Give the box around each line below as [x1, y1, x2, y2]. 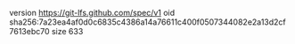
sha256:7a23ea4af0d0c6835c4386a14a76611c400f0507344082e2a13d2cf [9, 17, 287, 27]
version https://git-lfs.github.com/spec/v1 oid [9, 8, 176, 18]
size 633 [51, 26, 84, 36]
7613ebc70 [9, 26, 50, 36]
